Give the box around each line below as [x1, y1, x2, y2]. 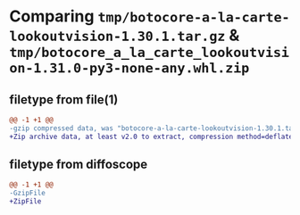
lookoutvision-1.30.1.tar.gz [9, 29, 226, 45]
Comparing [9, 6, 95, 27]
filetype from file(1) [9, 92, 119, 107]
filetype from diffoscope [9, 157, 148, 172]
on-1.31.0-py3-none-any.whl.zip [9, 60, 250, 77]
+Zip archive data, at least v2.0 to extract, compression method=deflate [9, 132, 294, 141]
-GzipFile [9, 189, 46, 198]
